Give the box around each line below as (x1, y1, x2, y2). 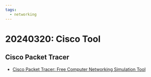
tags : (5, 7, 16, 12)
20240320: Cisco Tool (5, 33, 101, 45)
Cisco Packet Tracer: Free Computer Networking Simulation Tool (12, 66, 146, 72)
